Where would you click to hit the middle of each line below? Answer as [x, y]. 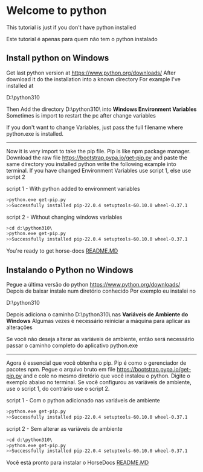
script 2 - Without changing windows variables [64, 217]
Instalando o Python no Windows [70, 270]
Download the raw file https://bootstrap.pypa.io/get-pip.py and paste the [97, 158]
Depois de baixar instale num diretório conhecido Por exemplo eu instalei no [101, 291]
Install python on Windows [58, 58]
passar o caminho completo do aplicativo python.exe [72, 345]
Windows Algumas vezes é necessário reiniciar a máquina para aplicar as [98, 321]
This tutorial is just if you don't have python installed [71, 27]
